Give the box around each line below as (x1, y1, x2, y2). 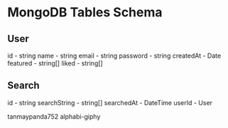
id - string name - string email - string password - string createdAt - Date (7, 51, 222, 60)
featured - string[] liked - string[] (7, 59, 103, 68)
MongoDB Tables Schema (7, 4, 163, 21)
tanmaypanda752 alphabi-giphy (7, 112, 101, 121)
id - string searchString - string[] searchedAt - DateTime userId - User (7, 98, 213, 107)
